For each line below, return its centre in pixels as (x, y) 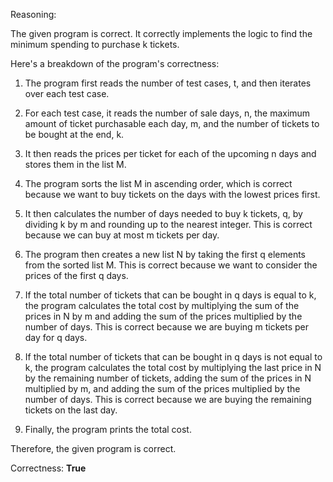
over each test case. (67, 93)
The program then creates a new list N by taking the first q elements (165, 254)
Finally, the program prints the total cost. (108, 429)
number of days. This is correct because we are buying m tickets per (167, 327)
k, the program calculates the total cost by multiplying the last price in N (173, 367)
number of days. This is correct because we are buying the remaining (168, 399)
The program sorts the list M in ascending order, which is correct (158, 183)
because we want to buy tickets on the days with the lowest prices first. (172, 194)
